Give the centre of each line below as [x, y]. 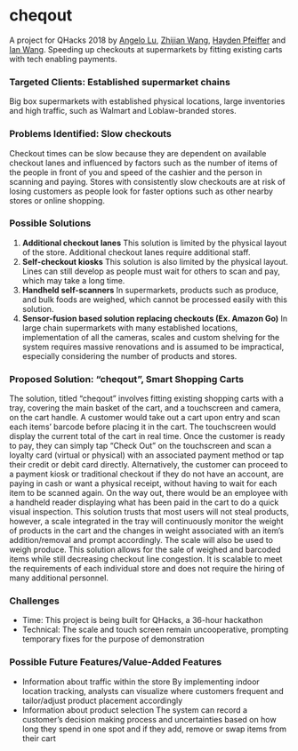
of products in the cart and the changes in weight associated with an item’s [147, 531]
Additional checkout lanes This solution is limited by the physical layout [154, 243]
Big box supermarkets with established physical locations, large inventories [147, 101]
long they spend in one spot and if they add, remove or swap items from [154, 729]
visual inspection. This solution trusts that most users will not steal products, [149, 512]
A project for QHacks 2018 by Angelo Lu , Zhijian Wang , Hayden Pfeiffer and [148, 40]
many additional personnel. [59, 578]
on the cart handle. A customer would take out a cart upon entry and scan [145, 418]
